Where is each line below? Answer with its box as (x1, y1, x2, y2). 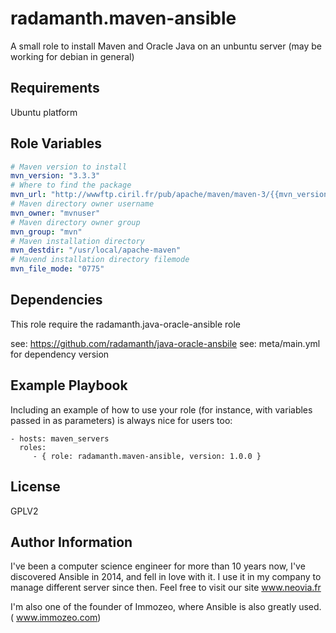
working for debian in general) (10, 50, 135, 62)
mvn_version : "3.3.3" (10, 171, 101, 181)
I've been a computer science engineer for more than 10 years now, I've (10, 560, 306, 572)
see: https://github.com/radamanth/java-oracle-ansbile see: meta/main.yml (10, 337, 321, 349)
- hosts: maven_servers (10, 433, 110, 444)
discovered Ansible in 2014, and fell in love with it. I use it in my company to (10, 571, 322, 583)
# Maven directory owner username (10, 199, 155, 209)
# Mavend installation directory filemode (10, 255, 190, 265)
